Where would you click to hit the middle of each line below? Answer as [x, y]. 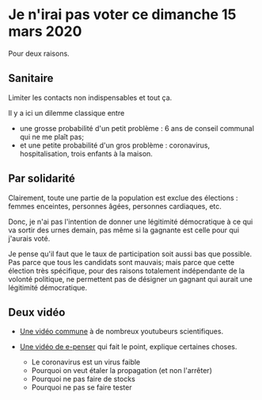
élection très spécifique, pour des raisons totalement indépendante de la [127, 271]
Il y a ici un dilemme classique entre [66, 113]
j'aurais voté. [29, 238]
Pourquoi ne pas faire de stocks [84, 379]
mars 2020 [45, 31]
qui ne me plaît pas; [52, 137]
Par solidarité [42, 179]
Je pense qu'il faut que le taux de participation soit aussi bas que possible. [130, 254]
